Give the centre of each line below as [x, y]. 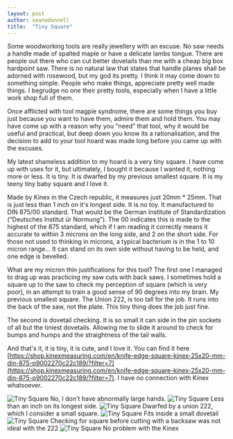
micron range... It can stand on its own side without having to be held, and [113, 249]
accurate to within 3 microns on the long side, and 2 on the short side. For [113, 234]
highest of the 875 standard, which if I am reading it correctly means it [107, 227]
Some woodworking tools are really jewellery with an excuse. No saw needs [115, 47]
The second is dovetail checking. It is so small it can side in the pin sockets [114, 320]
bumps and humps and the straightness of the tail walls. [87, 335]
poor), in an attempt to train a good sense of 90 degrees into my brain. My [113, 292]
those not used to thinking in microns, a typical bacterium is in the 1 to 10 [111, 242]
